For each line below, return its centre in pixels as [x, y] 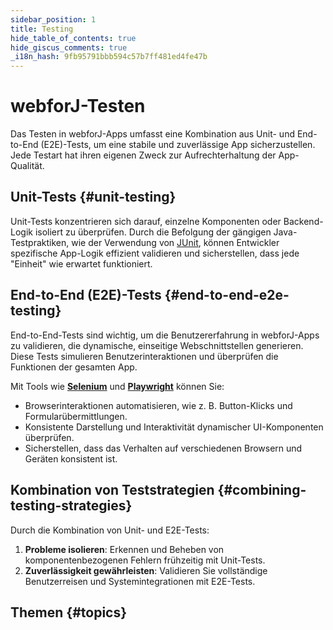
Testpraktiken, [40, 242]
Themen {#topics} [69, 612]
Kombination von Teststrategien [112, 490]
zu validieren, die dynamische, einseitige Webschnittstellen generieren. [157, 345]
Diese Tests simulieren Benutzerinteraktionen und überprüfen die [144, 356]
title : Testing [42, 29]
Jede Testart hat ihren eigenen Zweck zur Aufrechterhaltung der [143, 155]
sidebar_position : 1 [53, 19]
